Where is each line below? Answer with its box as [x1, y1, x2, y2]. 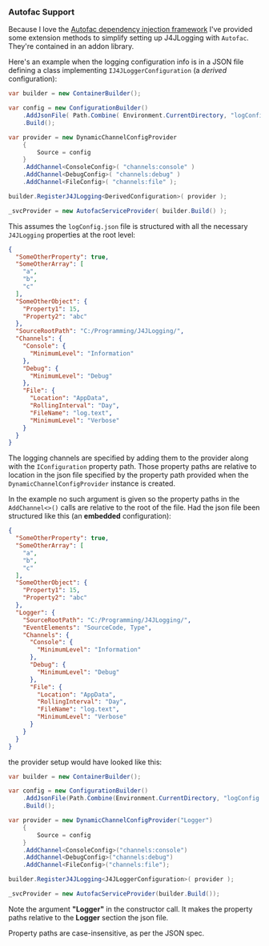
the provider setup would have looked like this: [8, 757, 163, 767]
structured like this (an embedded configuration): [8, 511, 172, 521]
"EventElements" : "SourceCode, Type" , [22, 623, 152, 631]
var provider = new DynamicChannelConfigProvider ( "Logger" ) [8, 816, 214, 824]
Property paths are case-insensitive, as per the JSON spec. [8, 928, 205, 938]
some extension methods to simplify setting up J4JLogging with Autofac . [8, 33, 250, 42]
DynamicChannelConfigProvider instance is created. [8, 479, 176, 488]
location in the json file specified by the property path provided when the [8, 471, 249, 480]
